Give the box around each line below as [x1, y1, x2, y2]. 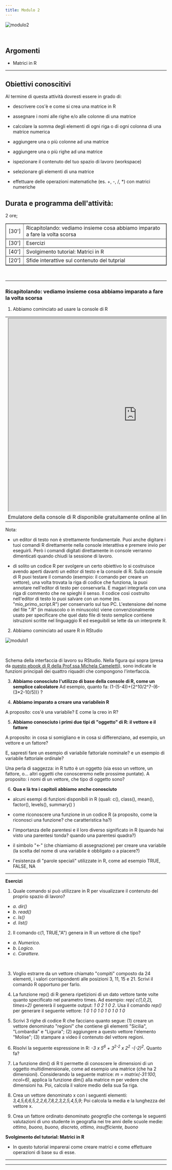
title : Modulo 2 [5, 7, 40, 13]
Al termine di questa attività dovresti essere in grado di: [5, 94, 122, 100]
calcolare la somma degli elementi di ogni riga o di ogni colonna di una [12, 123, 161, 129]
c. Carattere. [12, 951, 40, 957]
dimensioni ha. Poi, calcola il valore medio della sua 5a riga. [12, 1082, 139, 1088]
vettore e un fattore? [5, 740, 49, 746]
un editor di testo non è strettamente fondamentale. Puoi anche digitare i [12, 536, 166, 543]
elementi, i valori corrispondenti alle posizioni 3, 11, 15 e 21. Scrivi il [12, 976, 154, 982]
